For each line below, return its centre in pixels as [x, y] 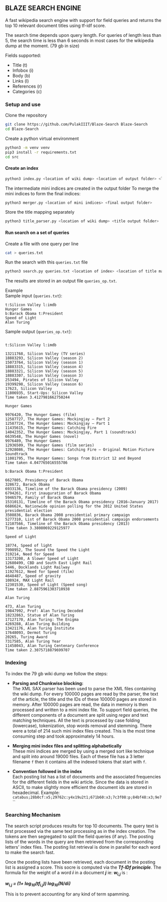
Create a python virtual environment [42, 138]
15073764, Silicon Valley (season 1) [44, 363]
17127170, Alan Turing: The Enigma [42, 620]
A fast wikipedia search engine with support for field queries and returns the [83, 20]
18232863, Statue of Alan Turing [40, 615]
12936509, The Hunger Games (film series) [50, 445]
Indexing [16, 663]
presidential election [29, 511]
